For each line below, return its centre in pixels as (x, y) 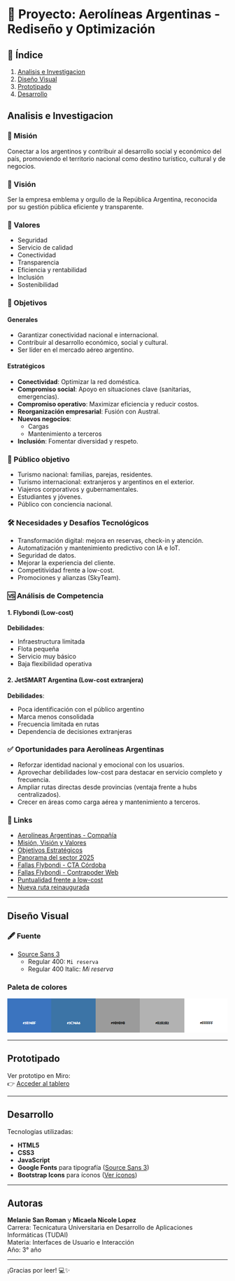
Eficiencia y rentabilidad (52, 270)
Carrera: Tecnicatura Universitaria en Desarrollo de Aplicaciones (100, 1228)
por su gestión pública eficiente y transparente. (76, 206)
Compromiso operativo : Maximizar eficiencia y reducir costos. (108, 404)
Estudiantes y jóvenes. (50, 497)
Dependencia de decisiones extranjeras (74, 731)
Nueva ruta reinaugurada (53, 887)
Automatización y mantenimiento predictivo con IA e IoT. (99, 548)
